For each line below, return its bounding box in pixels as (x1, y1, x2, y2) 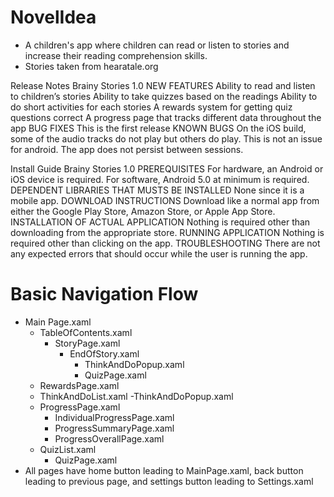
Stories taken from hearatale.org (24, 60, 159, 72)
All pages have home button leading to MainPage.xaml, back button (24, 464, 304, 476)
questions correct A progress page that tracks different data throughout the (10, 111, 322, 123)
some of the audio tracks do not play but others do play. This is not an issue (10, 132, 323, 145)
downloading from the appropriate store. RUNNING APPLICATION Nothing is (10, 226, 325, 238)
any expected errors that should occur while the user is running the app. (10, 247, 308, 260)
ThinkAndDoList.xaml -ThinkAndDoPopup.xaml (39, 390, 234, 402)
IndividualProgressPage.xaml (54, 411, 175, 423)
